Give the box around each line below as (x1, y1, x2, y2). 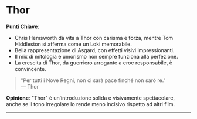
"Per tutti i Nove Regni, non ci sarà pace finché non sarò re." (20, 77, 166, 84)
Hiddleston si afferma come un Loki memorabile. (14, 40, 132, 47)
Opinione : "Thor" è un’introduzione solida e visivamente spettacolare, (6, 94, 175, 101)
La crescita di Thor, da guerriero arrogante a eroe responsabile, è (14, 59, 173, 66)
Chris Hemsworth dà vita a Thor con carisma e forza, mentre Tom (14, 34, 174, 41)
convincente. (14, 65, 46, 72)
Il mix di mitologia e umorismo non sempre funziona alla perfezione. (14, 53, 178, 60)
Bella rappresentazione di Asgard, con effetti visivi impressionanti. (14, 46, 175, 53)
